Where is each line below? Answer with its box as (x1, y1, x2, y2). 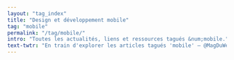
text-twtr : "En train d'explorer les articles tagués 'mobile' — (7, 42, 201, 49)
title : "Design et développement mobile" (7, 17, 130, 23)
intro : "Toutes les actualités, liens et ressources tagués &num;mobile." (7, 36, 229, 43)
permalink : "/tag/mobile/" (7, 29, 86, 37)
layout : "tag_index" (7, 10, 68, 17)
